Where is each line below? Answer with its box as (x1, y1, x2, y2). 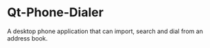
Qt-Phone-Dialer (7, 5, 104, 20)
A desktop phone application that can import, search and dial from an (7, 27, 204, 35)
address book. (7, 34, 48, 42)
